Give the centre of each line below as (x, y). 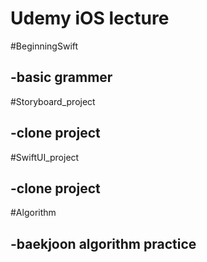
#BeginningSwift (44, 46)
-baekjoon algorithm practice (103, 243)
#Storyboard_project (53, 101)
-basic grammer (61, 77)
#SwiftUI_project (45, 157)
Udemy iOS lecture (90, 18)
